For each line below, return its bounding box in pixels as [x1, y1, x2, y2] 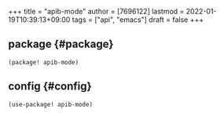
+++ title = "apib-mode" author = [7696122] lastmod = [8, 7, 185, 16]
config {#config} [8, 80, 92, 93]
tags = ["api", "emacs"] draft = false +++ [72, 15, 204, 24]
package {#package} [8, 38, 114, 51]
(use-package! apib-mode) [8, 100, 93, 108]
